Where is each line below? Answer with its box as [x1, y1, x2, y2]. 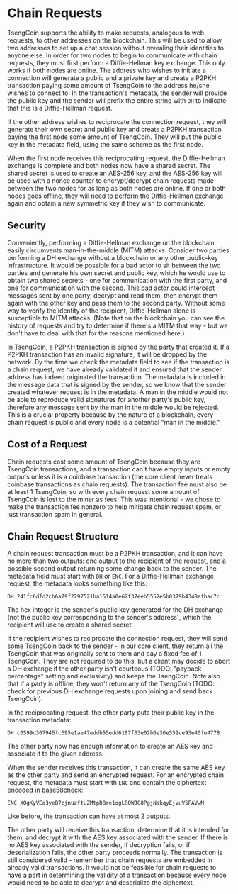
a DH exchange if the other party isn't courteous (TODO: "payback [7, 664, 202, 673]
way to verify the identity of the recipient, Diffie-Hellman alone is [7, 306, 196, 315]
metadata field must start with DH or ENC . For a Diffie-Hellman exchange [7, 572, 215, 581]
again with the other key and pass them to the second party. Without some [7, 298, 225, 307]
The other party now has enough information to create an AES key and [7, 742, 214, 751]
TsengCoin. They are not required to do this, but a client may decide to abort [7, 657, 231, 666]
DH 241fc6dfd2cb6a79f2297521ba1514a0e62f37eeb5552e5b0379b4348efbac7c [7, 593, 220, 600]
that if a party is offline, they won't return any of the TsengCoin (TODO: [7, 679, 215, 688]
